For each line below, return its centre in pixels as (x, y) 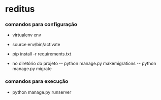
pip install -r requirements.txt (42, 54)
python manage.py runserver (42, 92)
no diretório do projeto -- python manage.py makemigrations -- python (84, 63)
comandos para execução (37, 81)
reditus (20, 9)
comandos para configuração (41, 25)
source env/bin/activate (36, 45)
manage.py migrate (32, 69)
